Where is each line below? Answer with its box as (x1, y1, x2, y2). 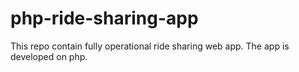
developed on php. (10, 50, 88, 62)
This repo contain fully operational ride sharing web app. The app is (10, 40, 290, 52)
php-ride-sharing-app (10, 7, 199, 30)
